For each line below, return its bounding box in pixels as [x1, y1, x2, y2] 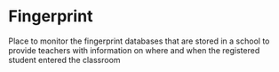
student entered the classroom [8, 54, 121, 65]
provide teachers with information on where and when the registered [8, 44, 260, 55]
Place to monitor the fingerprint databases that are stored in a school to [8, 36, 270, 46]
